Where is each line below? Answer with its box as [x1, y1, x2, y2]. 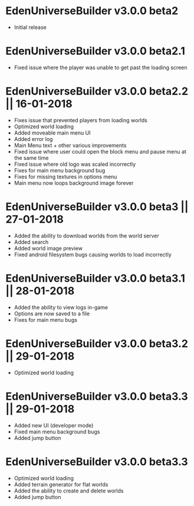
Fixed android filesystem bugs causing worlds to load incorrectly [14, 251, 172, 258]
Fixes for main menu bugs [14, 316, 78, 323]
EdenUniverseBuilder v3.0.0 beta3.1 [5, 272, 185, 285]
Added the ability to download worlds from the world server [14, 232, 160, 239]
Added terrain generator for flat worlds [14, 481, 108, 488]
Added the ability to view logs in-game [14, 303, 108, 311]
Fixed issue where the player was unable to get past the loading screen [14, 64, 188, 71]
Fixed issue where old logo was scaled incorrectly [14, 161, 136, 168]
